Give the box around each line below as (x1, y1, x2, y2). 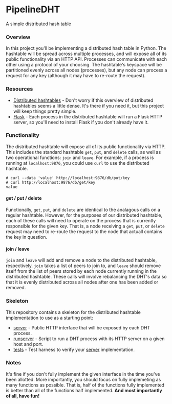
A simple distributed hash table (6, 21, 71, 27)
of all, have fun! (6, 393, 40, 399)
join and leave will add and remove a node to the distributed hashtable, (6, 257, 157, 264)
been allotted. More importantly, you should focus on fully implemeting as (6, 376, 161, 382)
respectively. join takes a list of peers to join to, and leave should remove (6, 262, 161, 269)
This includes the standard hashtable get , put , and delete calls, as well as (6, 149, 161, 155)
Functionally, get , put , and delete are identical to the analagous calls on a (6, 207, 161, 213)
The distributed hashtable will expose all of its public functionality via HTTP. (6, 143, 166, 150)
